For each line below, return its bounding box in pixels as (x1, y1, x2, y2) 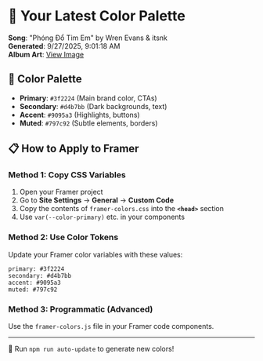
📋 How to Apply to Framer (8, 142, 139, 155)
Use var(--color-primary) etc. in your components (19, 212, 186, 222)
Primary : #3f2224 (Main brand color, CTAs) (19, 93, 158, 103)
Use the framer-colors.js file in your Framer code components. (8, 322, 214, 331)
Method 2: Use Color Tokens (8, 232, 119, 242)
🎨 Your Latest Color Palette (8, 7, 186, 25)
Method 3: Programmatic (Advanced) (8, 304, 153, 315)
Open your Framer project (19, 188, 103, 197)
